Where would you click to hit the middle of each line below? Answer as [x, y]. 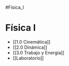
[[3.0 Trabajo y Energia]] [39, 52]
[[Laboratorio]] [28, 58]
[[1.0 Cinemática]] [31, 42]
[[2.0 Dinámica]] [30, 47]
